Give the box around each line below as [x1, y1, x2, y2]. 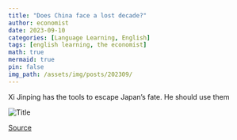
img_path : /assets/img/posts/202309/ [8, 70, 133, 78]
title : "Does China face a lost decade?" [8, 11, 147, 20]
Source [8, 123, 32, 132]
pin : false [8, 63, 44, 71]
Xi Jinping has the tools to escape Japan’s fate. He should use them [8, 92, 230, 101]
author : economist [8, 19, 69, 27]
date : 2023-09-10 [8, 26, 66, 34]
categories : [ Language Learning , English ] [8, 33, 151, 42]
